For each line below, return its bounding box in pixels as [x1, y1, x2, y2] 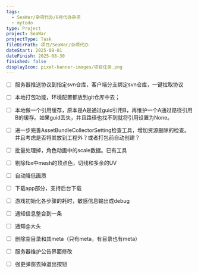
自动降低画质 [14, 172, 46, 179]
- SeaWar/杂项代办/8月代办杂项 [11, 14, 81, 20]
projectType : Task [6, 36, 52, 42]
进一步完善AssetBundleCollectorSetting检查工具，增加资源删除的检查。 [14, 126, 190, 134]
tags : [6, 8, 20, 15]
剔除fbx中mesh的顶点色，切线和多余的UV [14, 159, 117, 167]
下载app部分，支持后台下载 [14, 184, 82, 192]
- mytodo [11, 20, 33, 26]
